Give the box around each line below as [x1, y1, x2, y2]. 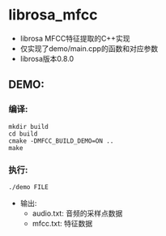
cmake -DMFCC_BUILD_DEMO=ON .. [8, 136, 114, 145]
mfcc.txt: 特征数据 [32, 218, 93, 228]
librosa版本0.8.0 [19, 54, 74, 63]
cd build [8, 130, 38, 138]
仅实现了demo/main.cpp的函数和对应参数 [19, 43, 159, 54]
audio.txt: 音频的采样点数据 [32, 208, 123, 218]
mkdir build [8, 122, 49, 131]
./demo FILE [8, 182, 49, 191]
